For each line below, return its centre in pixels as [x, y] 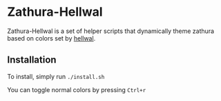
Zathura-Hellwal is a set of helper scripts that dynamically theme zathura [111, 31]
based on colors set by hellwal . [51, 38]
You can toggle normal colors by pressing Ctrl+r [77, 89]
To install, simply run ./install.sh [56, 76]
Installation [32, 60]
